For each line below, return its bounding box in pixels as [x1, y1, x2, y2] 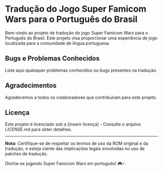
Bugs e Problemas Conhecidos [5, 55, 100, 63]
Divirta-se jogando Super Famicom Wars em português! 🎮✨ [5, 161, 126, 167]
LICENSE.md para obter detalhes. [5, 127, 72, 133]
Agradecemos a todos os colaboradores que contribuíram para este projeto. [5, 94, 157, 100]
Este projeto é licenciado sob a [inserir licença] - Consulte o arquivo [5, 121, 141, 127]
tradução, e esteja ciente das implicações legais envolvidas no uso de [5, 146, 145, 152]
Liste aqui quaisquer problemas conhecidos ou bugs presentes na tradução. [5, 67, 158, 73]
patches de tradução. [5, 151, 48, 157]
